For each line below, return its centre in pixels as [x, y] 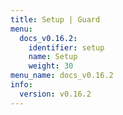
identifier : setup [66, 47]
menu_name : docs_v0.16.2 [62, 76]
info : [21, 85]
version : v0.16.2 [55, 94]
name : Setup [53, 57]
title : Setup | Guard [55, 19]
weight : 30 [51, 66]
